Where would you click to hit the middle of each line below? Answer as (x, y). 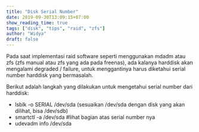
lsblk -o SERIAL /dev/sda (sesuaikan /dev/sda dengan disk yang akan (100, 104)
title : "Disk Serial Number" (42, 12)
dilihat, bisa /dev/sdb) (41, 111)
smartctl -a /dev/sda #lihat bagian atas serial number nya (85, 117)
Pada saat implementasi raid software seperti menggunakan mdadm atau (96, 56)
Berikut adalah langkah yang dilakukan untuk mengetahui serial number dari (99, 87)
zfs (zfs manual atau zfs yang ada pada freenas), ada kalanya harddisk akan (100, 62)
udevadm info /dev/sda (43, 123)
